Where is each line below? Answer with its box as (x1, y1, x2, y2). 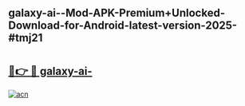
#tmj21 (8, 31, 43, 45)
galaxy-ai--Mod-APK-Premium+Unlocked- (8, 6, 226, 20)
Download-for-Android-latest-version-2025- (8, 19, 238, 33)
